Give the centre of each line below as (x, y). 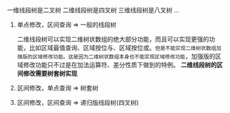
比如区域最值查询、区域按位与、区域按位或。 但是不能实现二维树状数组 (123, 48)
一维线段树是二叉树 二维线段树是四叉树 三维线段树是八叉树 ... (93, 10)
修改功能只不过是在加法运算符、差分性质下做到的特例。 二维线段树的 (120, 65)
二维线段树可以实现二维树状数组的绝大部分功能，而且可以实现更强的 (113, 39)
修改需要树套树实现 (50, 73)
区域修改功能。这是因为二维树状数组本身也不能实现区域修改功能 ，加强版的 (124, 56)
